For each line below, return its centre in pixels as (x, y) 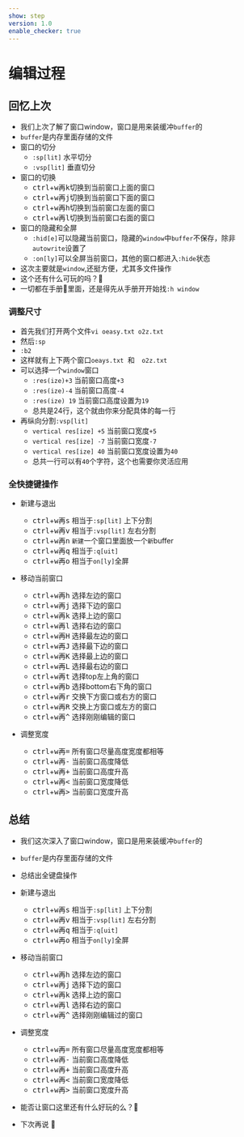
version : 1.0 (30, 23)
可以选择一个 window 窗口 (59, 370)
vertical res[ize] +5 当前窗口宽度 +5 (95, 431)
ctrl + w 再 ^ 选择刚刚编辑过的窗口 (87, 1015)
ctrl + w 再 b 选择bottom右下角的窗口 (92, 686)
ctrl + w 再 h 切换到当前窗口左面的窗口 (93, 208)
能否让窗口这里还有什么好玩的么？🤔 (79, 1107)
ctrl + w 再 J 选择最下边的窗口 (80, 645)
